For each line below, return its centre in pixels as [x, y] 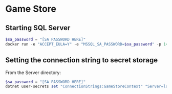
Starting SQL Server [38, 28]
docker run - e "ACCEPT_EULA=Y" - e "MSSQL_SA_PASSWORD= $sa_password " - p [83, 44]
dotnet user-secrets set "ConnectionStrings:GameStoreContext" [74, 87]
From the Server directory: [33, 73]
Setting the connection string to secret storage [81, 60]
